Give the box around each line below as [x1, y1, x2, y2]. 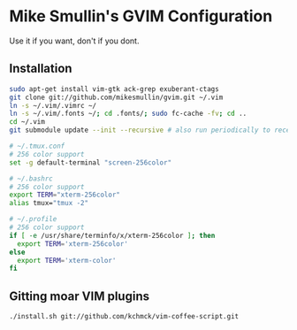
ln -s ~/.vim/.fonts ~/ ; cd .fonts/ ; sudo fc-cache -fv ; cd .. [9, 109, 247, 119]
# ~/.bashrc [9, 174, 53, 183]
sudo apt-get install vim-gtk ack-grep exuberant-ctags [9, 84, 219, 94]
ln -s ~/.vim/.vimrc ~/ [9, 101, 97, 110]
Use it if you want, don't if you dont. [9, 35, 140, 46]
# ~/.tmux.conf [9, 142, 65, 150]
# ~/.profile [9, 215, 57, 224]
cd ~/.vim [9, 118, 46, 127]
